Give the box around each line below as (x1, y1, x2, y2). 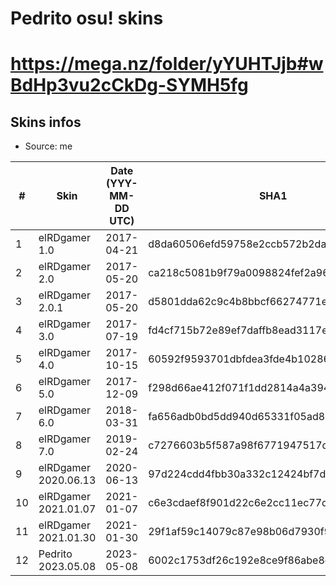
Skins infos (10, 113, 82, 131)
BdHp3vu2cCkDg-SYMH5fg (10, 74, 249, 97)
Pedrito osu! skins (10, 7, 164, 30)
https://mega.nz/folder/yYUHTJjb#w (10, 53, 324, 76)
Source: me (24, 140, 73, 152)
